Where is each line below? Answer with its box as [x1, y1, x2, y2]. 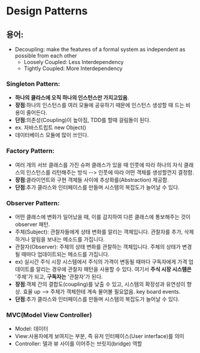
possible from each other [14, 52, 77, 59]
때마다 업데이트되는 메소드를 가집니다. [21, 250, 110, 258]
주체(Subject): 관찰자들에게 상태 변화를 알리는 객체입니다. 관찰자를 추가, [14, 228, 183, 235]
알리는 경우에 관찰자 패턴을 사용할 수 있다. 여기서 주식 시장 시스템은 [35, 265, 192, 273]
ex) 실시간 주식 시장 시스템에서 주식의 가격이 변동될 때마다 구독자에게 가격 [14, 258, 187, 265]
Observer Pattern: [6, 199, 60, 207]
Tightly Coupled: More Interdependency [23, 65, 123, 72]
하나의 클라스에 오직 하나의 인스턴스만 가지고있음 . [14, 94, 129, 101]
